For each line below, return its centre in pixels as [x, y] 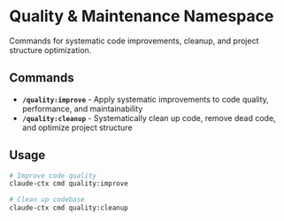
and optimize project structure [77, 127]
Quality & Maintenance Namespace [142, 16]
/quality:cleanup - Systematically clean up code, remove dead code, [149, 118]
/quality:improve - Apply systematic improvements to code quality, [146, 99]
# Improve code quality [53, 175]
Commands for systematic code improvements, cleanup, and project [134, 41]
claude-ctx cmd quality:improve [69, 184]
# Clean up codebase [47, 200]
